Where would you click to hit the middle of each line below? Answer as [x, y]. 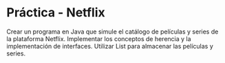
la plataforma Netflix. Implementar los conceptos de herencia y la [99, 38]
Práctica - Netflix [56, 13]
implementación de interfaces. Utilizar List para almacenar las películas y [110, 46]
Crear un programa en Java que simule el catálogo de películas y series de [112, 32]
